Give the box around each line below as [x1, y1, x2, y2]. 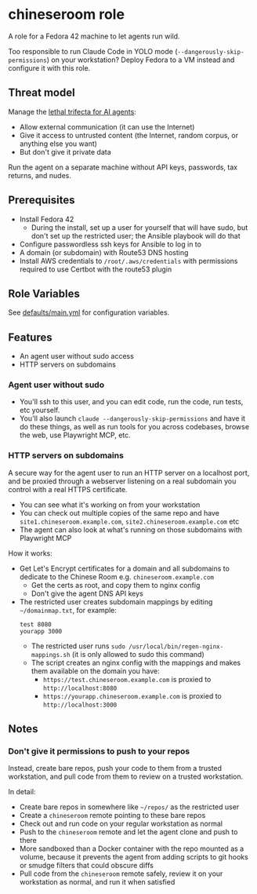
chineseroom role [8, 5, 125, 24]
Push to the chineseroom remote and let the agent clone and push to [19, 827, 238, 837]
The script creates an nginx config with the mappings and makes [31, 658, 241, 667]
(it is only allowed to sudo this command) [71, 649, 205, 659]
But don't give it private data [19, 147, 111, 156]
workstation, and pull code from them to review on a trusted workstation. [8, 772, 244, 782]
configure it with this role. [8, 63, 91, 72]
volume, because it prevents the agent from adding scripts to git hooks [19, 852, 248, 862]
